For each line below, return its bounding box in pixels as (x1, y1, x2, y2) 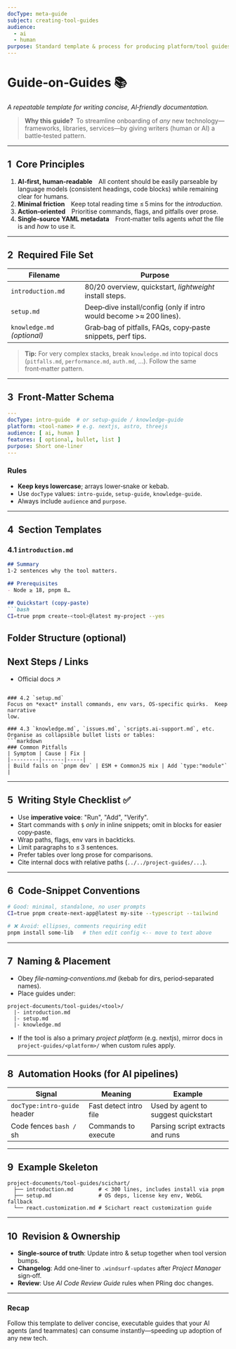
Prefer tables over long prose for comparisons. (17, 850, 153, 859)
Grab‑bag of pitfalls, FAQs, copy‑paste (84, 322, 211, 332)
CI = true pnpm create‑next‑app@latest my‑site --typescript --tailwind (7, 910, 218, 917)
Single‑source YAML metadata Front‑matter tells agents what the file (17, 214, 224, 223)
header (11, 1109, 35, 1119)
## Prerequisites (7, 580, 58, 588)
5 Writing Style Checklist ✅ (7, 794, 131, 807)
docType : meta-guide (7, 10, 68, 18)
